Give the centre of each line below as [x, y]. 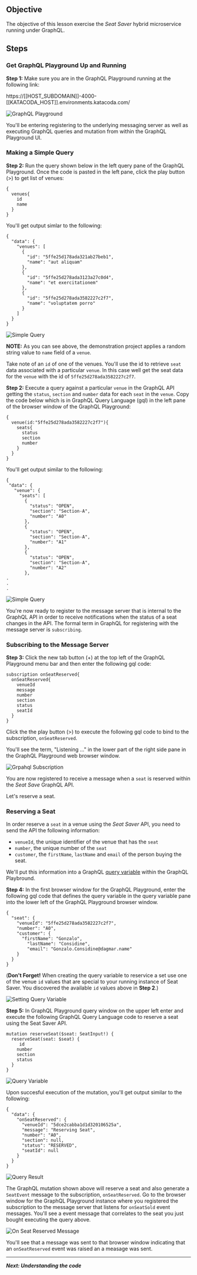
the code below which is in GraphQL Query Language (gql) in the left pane [96, 400]
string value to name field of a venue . [49, 352]
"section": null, [43, 1140]
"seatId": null [40, 1151]
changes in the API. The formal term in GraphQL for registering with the [92, 623]
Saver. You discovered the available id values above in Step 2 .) [82, 988]
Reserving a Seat [31, 812]
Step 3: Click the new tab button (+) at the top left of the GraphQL [86, 658]
